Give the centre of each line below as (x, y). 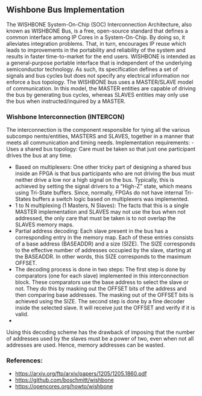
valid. (22, 314)
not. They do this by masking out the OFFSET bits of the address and (101, 289)
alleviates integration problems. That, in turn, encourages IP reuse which (96, 43)
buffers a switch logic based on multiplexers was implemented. (111, 199)
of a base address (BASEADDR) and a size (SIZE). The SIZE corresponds (105, 244)
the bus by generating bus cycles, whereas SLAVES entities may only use (97, 94)
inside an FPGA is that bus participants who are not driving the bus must (105, 173)
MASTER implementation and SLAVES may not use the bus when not (100, 212)
